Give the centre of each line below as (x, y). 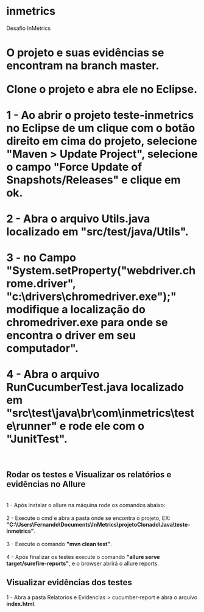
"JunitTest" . (37, 439)
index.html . (21, 603)
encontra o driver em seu (71, 336)
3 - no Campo (41, 258)
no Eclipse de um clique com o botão (101, 128)
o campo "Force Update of (74, 167)
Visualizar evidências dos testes (69, 582)
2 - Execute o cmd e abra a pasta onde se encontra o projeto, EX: (88, 518)
